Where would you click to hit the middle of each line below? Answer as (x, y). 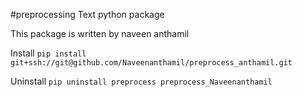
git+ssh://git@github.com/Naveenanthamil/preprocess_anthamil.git (151, 63)
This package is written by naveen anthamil (100, 33)
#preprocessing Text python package (87, 14)
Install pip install (48, 53)
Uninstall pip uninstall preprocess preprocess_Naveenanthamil (141, 81)
